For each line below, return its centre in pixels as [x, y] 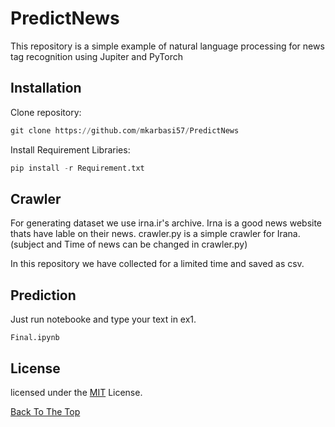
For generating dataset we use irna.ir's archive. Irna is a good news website [166, 223]
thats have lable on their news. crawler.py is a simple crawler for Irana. [155, 234]
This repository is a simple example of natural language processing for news [167, 46]
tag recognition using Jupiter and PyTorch [96, 56]
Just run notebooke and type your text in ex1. [103, 319]
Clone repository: [46, 112]
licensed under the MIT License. [76, 392]
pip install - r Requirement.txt [77, 168]
